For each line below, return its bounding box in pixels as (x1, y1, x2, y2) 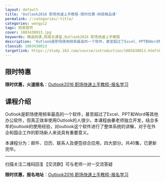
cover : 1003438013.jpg (5, 30, 52, 35)
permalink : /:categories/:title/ (5, 16, 74, 21)
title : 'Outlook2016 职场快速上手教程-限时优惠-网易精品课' (5, 12, 118, 17)
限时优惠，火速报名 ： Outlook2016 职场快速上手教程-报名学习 (5, 81, 129, 87)
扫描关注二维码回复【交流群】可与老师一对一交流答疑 (5, 161, 113, 167)
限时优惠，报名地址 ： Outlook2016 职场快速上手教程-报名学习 (5, 172, 129, 178)
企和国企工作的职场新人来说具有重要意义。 (5, 130, 91, 135)
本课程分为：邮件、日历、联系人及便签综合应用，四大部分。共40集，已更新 (5, 140, 157, 146)
